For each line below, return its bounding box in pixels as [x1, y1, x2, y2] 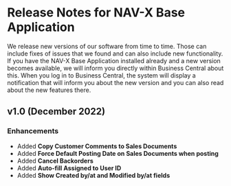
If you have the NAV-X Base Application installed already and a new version [7, 56, 221, 65]
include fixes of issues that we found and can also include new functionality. [7, 49, 223, 58]
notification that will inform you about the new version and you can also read [7, 78, 224, 86]
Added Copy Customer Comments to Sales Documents [16, 142, 177, 150]
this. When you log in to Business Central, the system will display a [7, 71, 196, 80]
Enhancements [7, 126, 59, 136]
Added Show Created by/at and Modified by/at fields [16, 171, 170, 179]
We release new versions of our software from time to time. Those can [7, 42, 207, 50]
